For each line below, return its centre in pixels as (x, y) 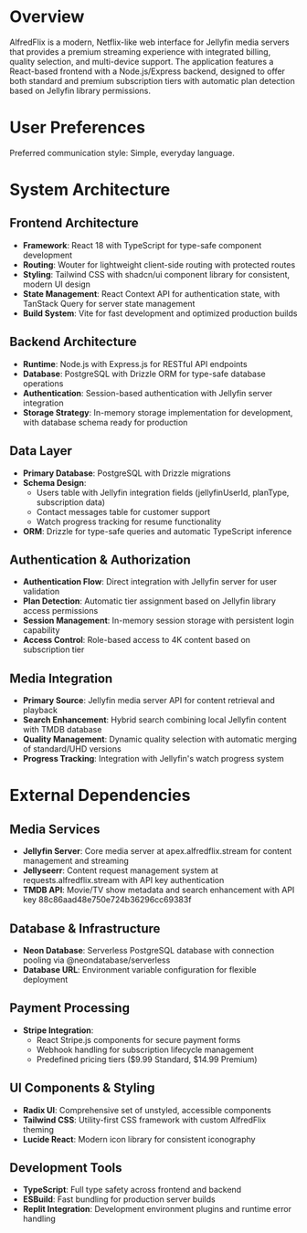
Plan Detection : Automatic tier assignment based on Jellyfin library (149, 601)
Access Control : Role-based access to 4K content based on (137, 640)
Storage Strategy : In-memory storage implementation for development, (158, 412)
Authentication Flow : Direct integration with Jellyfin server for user (149, 582)
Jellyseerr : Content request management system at (121, 870)
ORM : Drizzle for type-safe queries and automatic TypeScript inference (157, 531)
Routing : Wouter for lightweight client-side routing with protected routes (159, 264)
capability (41, 630)
